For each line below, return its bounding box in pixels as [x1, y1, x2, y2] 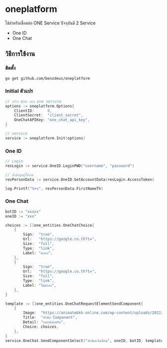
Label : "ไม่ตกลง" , [23, 283, 57, 288]
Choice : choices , [23, 324, 59, 329]
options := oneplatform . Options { [5, 104, 75, 109]
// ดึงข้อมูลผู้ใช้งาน [5, 172, 34, 177]
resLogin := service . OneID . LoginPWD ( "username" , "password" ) [5, 163, 135, 168]
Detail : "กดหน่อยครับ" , [23, 320, 66, 325]
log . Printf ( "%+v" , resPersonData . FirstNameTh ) [5, 186, 103, 191]
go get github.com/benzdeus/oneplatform [5, 76, 90, 81]
